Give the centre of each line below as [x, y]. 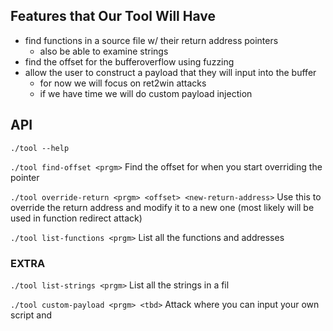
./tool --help [40, 148]
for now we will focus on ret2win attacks [123, 83]
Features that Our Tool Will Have [113, 16]
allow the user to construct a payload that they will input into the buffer [170, 72]
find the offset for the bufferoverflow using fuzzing [129, 61]
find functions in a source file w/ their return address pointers [151, 40]
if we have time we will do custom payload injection [146, 93]
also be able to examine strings [104, 51]
